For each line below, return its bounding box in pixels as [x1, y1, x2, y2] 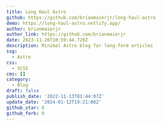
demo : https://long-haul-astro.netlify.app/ [6, 20, 121, 26]
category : [6, 76, 32, 82]
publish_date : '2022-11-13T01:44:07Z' [6, 93, 104, 99]
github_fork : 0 [6, 110, 45, 116]
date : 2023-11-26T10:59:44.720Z [6, 37, 88, 43]
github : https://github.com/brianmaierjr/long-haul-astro [6, 15, 156, 21]
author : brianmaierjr [6, 25, 61, 32]
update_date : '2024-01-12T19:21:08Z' [6, 99, 102, 105]
